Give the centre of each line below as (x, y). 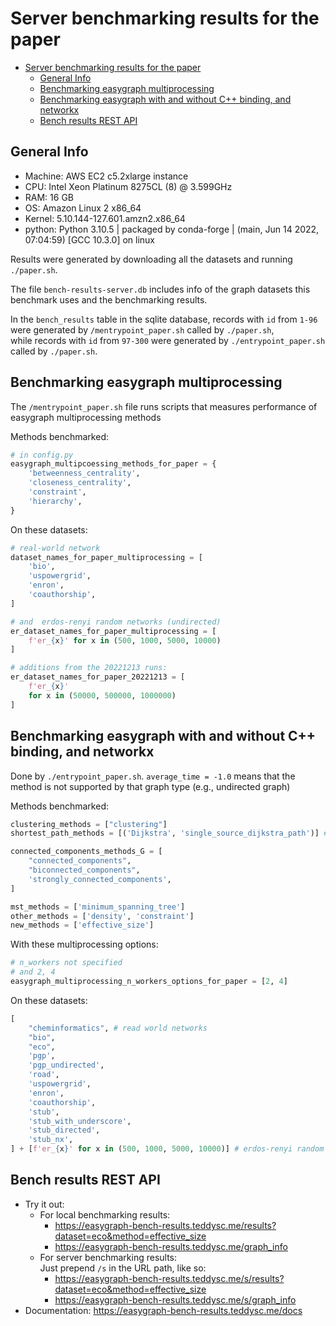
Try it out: (44, 1204)
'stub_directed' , (64, 1130)
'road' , (44, 1075)
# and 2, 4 (33, 972)
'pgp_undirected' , (66, 1065)
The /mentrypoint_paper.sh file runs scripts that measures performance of (164, 406)
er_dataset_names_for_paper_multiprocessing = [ (113, 631)
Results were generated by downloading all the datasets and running (151, 259)
